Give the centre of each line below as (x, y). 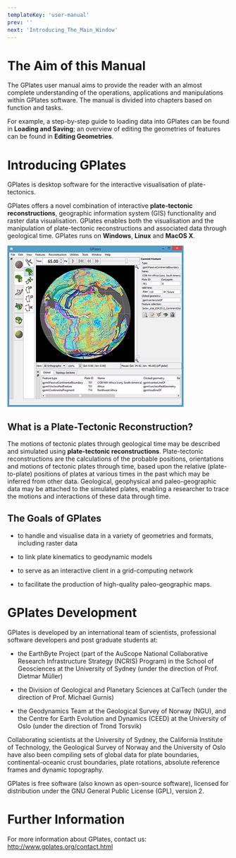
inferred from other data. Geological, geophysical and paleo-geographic (112, 481)
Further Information (66, 819)
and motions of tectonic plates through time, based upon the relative (107, 466)
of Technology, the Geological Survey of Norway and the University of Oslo (117, 747)
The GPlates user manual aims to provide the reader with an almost (105, 86)
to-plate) (20, 474)
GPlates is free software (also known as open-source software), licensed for (118, 783)
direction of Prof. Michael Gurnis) (66, 697)
